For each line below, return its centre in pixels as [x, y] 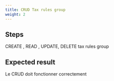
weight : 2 [15, 14]
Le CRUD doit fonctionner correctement [46, 74]
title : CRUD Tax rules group [35, 10]
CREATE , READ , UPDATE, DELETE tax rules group [57, 46]
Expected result [30, 62]
